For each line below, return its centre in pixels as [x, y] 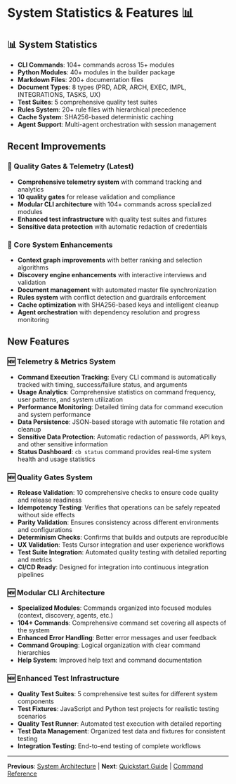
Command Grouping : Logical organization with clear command [109, 645]
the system [34, 630]
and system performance [54, 414]
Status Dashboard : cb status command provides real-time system [114, 451]
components [35, 701]
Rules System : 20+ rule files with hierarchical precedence [102, 109]
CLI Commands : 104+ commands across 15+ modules [96, 65]
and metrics [35, 559]
